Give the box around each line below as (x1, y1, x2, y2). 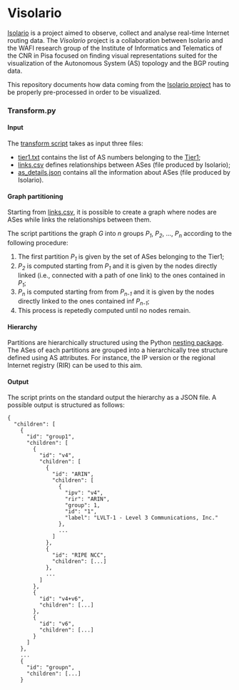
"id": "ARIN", (52, 470, 94, 478)
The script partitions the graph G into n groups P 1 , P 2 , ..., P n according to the (7, 230, 232, 240)
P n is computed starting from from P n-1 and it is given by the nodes (17, 287, 215, 298)
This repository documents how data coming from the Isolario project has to (7, 80, 231, 88)
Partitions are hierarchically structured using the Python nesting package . (7, 339, 224, 347)
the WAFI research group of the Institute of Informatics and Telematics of (7, 43, 223, 52)
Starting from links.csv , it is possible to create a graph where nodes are (7, 208, 217, 217)
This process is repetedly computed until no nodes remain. (17, 307, 191, 315)
